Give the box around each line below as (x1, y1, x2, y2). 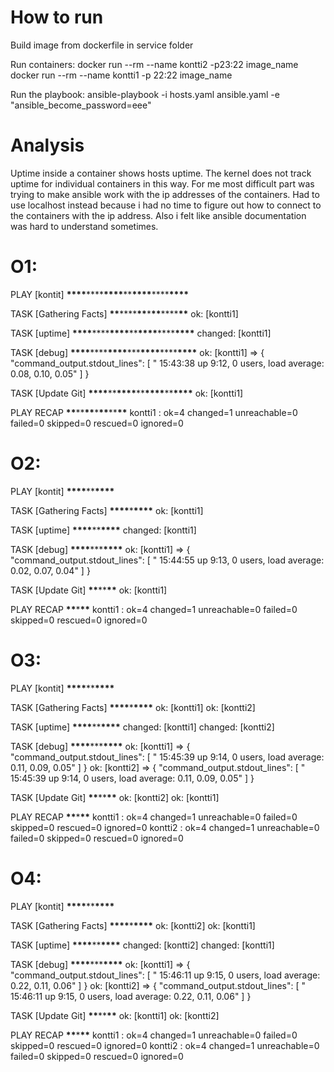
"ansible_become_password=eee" (10, 99, 152, 111)
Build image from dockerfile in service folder (10, 39, 194, 51)
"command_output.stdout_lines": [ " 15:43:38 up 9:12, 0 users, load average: (10, 357, 325, 369)
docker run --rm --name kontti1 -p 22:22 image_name (10, 69, 233, 81)
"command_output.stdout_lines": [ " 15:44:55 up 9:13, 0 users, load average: (10, 554, 325, 566)
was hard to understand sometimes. (10, 220, 159, 232)
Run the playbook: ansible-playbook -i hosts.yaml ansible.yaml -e (10, 88, 280, 100)
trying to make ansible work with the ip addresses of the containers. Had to (10, 188, 320, 200)
